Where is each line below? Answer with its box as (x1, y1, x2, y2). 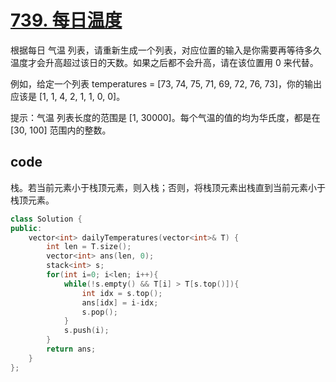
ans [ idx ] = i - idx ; (81, 297, 159, 308)
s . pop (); (81, 307, 118, 317)
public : (10, 223, 43, 233)
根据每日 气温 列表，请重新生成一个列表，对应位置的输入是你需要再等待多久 (10, 44, 322, 56)
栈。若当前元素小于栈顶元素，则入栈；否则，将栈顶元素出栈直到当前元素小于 (10, 181, 326, 193)
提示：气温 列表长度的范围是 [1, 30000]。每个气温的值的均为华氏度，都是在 (10, 111, 321, 123)
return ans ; (46, 344, 97, 354)
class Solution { (10, 214, 83, 224)
